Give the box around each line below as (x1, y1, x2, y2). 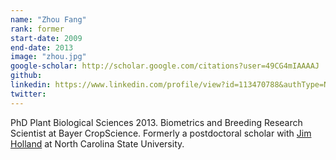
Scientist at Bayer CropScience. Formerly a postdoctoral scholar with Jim (10, 127, 312, 139)
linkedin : (10, 80, 52, 90)
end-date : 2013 (10, 42, 74, 53)
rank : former (10, 24, 65, 34)
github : (10, 71, 43, 81)
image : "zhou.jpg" (10, 52, 87, 62)
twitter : (10, 89, 47, 99)
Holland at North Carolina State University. (10, 137, 185, 150)
